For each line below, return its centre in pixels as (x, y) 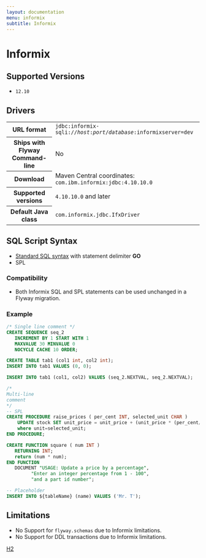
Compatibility (27, 278)
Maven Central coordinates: (95, 176)
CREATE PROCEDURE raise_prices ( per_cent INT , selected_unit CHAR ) (97, 417)
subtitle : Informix (31, 23)
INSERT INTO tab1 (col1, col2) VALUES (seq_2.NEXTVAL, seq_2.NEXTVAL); (100, 378)
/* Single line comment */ (41, 327)
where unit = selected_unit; (52, 428)
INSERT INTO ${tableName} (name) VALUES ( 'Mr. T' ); (74, 496)
